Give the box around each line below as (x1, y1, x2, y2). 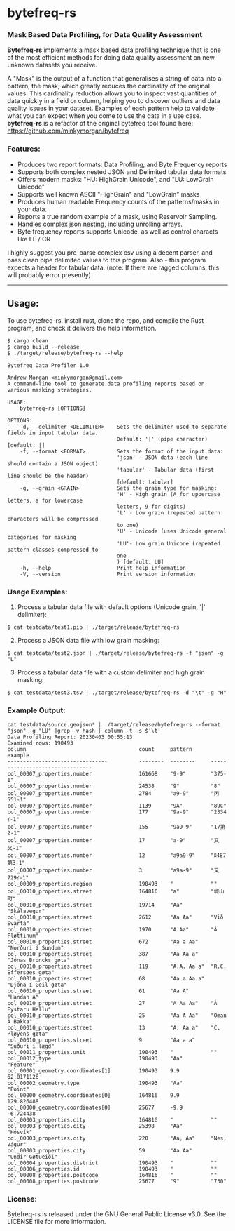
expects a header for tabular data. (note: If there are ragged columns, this (7, 263, 220, 272)
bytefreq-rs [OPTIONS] (20, 405, 86, 412)
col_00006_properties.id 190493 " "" (7, 1166, 218, 1173)
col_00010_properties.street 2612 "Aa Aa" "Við (7, 914, 224, 921)
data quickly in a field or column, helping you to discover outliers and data (7, 97, 220, 105)
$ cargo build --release (7, 343, 80, 350)
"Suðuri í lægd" (7, 1043, 55, 1050)
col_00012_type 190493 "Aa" (7, 1055, 183, 1063)
